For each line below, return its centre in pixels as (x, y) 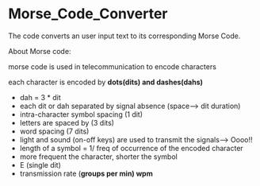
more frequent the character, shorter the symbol (99, 157)
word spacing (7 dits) (54, 131)
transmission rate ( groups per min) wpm (86, 173)
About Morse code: (40, 51)
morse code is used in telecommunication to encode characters (112, 66)
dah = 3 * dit (40, 97)
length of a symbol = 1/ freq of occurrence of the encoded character (131, 148)
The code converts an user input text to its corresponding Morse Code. (124, 36)
